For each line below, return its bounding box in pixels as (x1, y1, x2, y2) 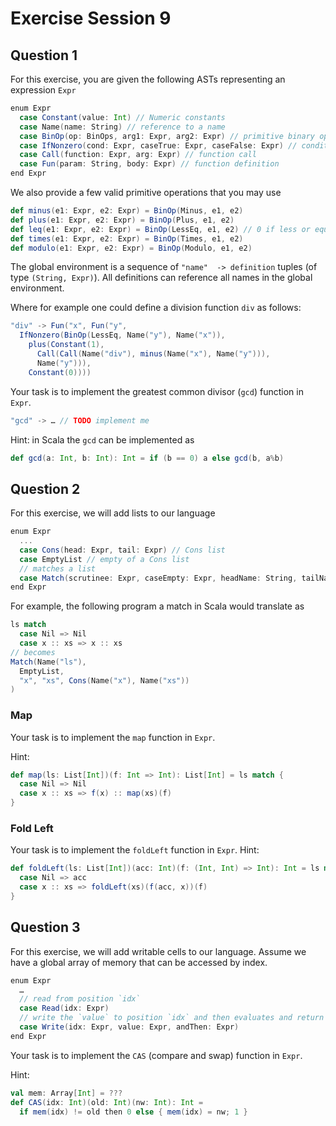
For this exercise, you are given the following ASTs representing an (10, 73, 286, 85)
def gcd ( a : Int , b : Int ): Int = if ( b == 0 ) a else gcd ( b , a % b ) (10, 453, 285, 463)
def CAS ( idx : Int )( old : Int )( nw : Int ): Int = (10, 1097, 204, 1107)
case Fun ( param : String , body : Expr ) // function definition (19, 159, 280, 169)
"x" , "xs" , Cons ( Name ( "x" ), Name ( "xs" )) (19, 675, 190, 686)
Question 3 (10, 919, 81, 936)
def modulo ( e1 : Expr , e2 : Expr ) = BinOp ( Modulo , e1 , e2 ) (10, 243, 253, 253)
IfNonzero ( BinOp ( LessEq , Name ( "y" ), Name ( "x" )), (19, 330, 226, 341)
